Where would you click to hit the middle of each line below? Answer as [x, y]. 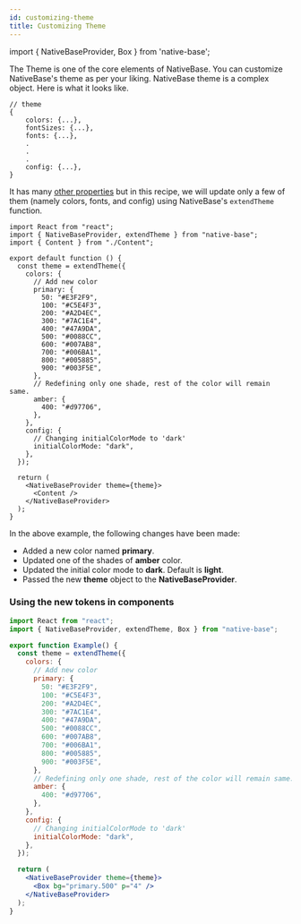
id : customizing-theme [52, 17]
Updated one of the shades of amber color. [103, 560]
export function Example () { [64, 646]
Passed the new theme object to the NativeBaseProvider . [129, 579]
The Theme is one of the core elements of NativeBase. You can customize [146, 69]
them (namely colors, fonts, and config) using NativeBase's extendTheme [142, 201]
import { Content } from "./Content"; [82, 243]
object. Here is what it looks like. [69, 88]
